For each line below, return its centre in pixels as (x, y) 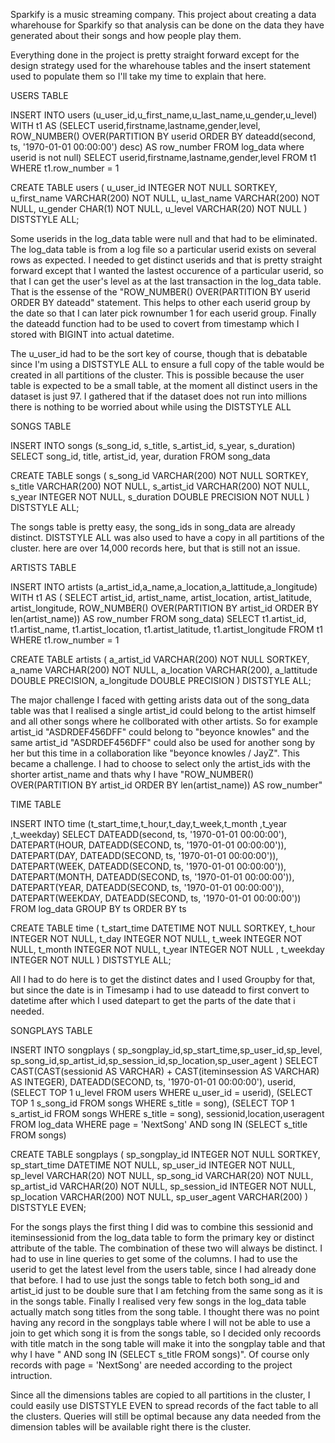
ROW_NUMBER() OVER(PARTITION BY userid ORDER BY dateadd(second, (163, 136)
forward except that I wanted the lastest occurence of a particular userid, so (167, 270)
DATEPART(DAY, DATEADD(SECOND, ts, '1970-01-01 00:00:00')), (144, 855)
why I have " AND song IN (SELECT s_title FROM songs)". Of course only (160, 1354)
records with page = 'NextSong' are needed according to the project (151, 1365)
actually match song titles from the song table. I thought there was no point (165, 1312)
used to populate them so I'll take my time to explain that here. (138, 76)
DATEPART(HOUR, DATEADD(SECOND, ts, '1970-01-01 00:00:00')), (148, 845)
